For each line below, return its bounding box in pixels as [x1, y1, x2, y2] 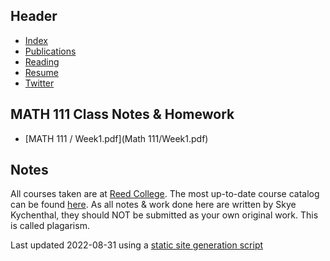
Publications [24, 45, 77, 57]
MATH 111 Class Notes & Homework [10, 106, 235, 123]
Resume [24, 66, 59, 78]
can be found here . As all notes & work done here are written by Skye [10, 199, 297, 211]
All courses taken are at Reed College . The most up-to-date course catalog [10, 188, 320, 200]
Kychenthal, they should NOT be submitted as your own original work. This [10, 209, 319, 221]
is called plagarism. [10, 220, 90, 232]
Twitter [24, 77, 55, 89]
